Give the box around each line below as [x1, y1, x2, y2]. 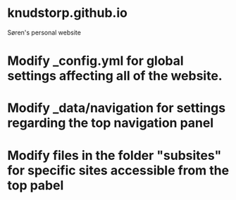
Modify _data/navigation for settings [7, 100, 226, 116]
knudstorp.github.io [7, 5, 128, 21]
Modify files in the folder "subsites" [7, 147, 222, 163]
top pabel [7, 177, 64, 193]
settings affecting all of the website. [7, 68, 223, 84]
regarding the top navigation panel [7, 115, 214, 131]
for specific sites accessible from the [7, 162, 230, 178]
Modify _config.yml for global [7, 53, 185, 69]
